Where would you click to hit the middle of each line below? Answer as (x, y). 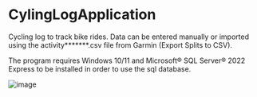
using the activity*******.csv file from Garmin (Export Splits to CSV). (121, 45)
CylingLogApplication (82, 15)
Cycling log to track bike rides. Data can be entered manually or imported (129, 37)
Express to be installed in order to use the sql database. (100, 68)
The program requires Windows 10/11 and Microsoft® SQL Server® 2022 (127, 60)
